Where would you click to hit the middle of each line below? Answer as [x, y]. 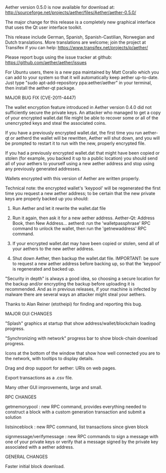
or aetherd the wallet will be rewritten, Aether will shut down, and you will [85, 138]
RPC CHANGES [21, 397]
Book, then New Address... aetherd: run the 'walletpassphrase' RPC [81, 223]
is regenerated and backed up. [44, 269]
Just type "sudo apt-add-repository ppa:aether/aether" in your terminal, [79, 83]
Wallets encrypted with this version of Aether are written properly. [72, 178]
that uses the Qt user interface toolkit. [44, 27]
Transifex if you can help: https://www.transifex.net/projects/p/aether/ [77, 47]
